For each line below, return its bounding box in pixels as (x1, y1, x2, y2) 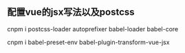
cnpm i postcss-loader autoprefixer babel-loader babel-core (7, 24, 179, 33)
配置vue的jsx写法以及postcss (7, 6, 135, 18)
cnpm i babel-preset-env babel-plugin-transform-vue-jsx (7, 38, 170, 46)
